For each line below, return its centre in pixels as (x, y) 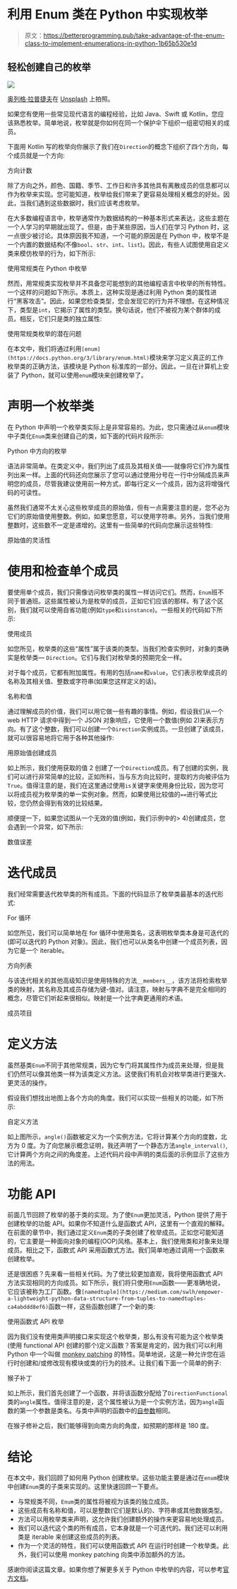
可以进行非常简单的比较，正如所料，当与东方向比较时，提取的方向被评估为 (121, 776)
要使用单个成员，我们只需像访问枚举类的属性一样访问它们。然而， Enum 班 (113, 592)
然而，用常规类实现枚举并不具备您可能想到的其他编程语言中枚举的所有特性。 (119, 283)
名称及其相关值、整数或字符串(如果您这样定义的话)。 (84, 681)
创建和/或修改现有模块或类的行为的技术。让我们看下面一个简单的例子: (121, 1363)
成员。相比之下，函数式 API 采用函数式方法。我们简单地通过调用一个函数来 (116, 1250)
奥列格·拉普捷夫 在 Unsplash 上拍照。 (61, 99)
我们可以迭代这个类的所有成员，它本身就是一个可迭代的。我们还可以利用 (122, 1528)
